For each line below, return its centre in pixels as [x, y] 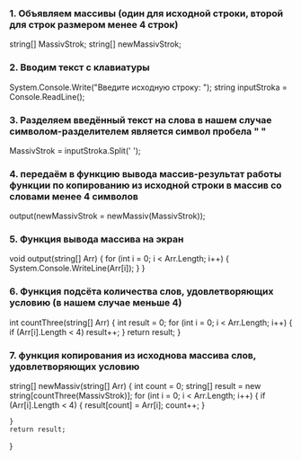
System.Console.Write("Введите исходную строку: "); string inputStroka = [148, 87]
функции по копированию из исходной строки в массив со [146, 185]
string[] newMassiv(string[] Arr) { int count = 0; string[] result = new [135, 386]
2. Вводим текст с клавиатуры [80, 67]
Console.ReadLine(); [47, 96]
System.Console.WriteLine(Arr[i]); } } [77, 269]
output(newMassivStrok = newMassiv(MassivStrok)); [107, 216]
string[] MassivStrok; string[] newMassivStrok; [96, 44]
